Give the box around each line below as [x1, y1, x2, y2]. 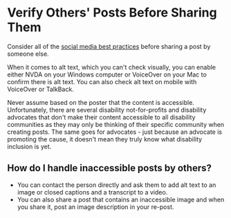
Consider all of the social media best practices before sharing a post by [7, 42, 211, 50]
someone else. [7, 50, 50, 58]
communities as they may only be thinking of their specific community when [7, 120, 225, 128]
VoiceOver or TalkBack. [7, 85, 74, 93]
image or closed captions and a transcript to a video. [17, 188, 168, 196]
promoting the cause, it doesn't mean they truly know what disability [7, 135, 203, 143]
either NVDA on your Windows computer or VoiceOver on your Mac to [7, 70, 207, 79]
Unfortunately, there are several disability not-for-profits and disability [7, 106, 207, 114]
